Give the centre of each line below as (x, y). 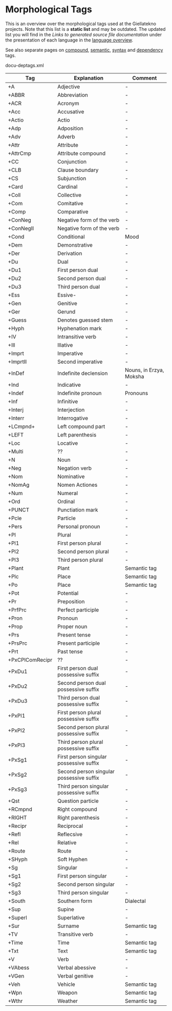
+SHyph (18, 859)
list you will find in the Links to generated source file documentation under (84, 34)
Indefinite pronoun (79, 393)
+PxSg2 (17, 775)
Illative (65, 345)
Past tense (70, 651)
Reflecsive (70, 834)
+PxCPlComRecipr (30, 660)
